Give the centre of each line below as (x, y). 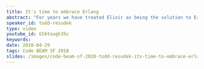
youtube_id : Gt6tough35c (38, 34)
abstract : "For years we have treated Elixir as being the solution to (99, 17)
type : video (21, 28)
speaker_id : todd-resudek (39, 23)
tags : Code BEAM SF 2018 (38, 51)
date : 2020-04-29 (28, 46)
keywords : (19, 40)
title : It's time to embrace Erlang (53, 12)
